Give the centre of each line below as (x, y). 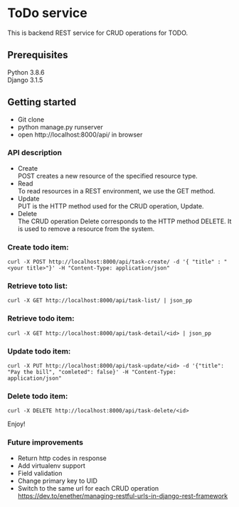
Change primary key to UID (58, 481)
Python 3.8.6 (26, 72)
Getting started (42, 102)
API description (35, 153)
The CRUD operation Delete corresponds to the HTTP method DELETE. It (124, 221)
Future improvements (46, 442)
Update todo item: (39, 351)
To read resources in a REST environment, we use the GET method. (116, 191)
